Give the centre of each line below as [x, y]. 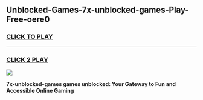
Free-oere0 [28, 20]
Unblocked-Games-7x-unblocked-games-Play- [98, 10]
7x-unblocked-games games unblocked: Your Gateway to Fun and [91, 84]
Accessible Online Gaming [40, 90]
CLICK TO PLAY [30, 37]
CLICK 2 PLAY [27, 59]
